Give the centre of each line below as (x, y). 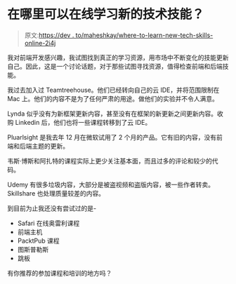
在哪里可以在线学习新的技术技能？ (106, 14)
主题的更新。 (50, 146)
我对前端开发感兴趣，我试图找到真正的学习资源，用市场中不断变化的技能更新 (118, 58)
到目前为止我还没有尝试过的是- (52, 208)
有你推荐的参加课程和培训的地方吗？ (60, 273)
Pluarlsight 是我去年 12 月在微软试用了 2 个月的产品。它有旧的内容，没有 (112, 137)
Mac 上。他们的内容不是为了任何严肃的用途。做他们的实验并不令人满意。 (113, 98)
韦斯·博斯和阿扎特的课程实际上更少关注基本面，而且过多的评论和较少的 (110, 161)
